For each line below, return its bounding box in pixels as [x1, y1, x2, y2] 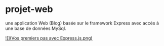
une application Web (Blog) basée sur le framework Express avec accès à [5, 20, 159, 26]
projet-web [5, 3, 53, 15]
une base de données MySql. [5, 25, 67, 31]
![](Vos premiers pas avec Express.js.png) [5, 35, 93, 41]
